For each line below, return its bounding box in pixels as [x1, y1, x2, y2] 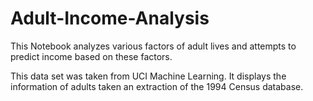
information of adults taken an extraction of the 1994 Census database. [10, 80, 304, 92]
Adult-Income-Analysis [10, 7, 210, 30]
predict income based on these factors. [10, 50, 173, 62]
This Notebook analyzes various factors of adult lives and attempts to [10, 40, 297, 52]
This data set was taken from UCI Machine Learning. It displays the [10, 70, 287, 82]
